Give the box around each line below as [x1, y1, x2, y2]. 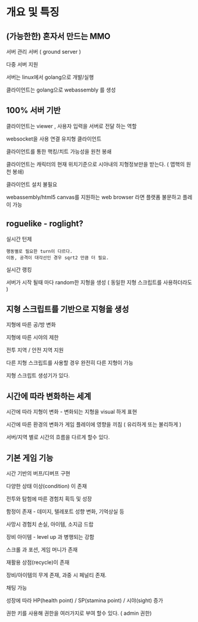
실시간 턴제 [6, 235, 32, 242]
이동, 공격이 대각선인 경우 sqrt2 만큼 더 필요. [6, 255, 109, 261]
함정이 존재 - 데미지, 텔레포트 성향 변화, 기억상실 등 [6, 508, 125, 515]
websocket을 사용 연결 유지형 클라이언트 [6, 135, 102, 142]
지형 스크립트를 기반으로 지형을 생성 [6, 304, 129, 315]
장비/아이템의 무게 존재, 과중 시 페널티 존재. [6, 572, 107, 579]
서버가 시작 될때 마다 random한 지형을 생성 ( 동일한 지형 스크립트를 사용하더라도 [6, 279, 193, 286]
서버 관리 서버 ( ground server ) [6, 48, 82, 55]
